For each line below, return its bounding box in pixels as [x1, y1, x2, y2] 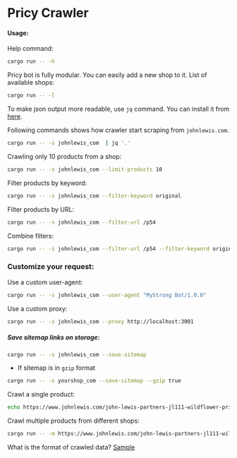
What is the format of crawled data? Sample [7, 443, 135, 452]
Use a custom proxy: [7, 304, 68, 313]
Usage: [7, 28, 30, 37]
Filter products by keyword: [7, 179, 87, 187]
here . [7, 112, 23, 121]
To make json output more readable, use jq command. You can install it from [7, 104, 230, 114]
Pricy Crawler [7, 5, 90, 21]
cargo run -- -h [7, 58, 55, 65]
